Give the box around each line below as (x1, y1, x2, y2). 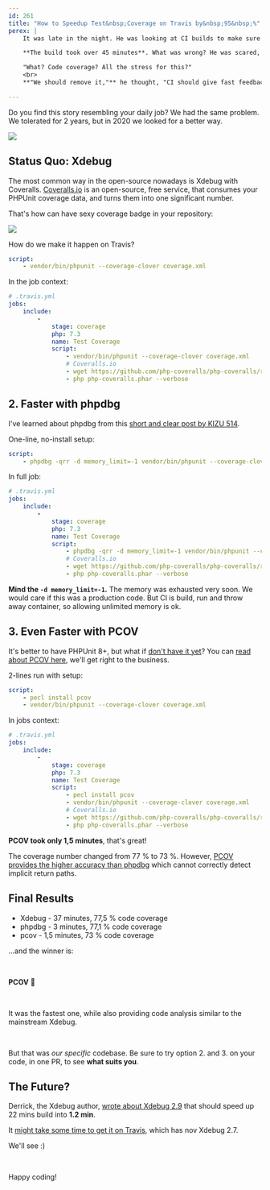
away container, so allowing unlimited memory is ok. (8, 601, 182, 611)
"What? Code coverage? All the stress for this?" (22, 64, 193, 72)
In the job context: (8, 277, 68, 287)
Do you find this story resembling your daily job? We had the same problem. (8, 107, 260, 117)
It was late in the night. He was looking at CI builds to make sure (22, 34, 261, 43)
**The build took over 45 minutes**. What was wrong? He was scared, (22, 49, 261, 57)
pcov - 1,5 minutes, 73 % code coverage (19, 930, 154, 939)
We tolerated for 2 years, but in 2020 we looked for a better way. (8, 116, 223, 126)
